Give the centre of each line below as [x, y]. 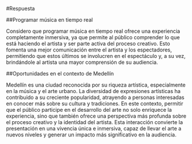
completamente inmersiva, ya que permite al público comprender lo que [93, 37]
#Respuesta [20, 8]
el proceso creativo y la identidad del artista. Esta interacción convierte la [95, 122]
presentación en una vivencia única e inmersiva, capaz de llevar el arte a [94, 128]
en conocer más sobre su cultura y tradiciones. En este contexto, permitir [95, 104]
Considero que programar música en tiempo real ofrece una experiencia [93, 31]
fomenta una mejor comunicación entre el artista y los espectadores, [89, 50]
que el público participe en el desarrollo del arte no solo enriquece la [89, 110]
